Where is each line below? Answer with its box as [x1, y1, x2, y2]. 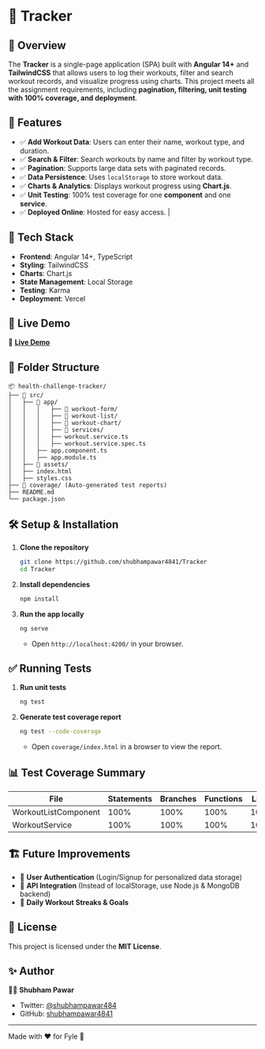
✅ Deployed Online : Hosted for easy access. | [19, 207, 171, 217]
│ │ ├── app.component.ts [8, 447, 108, 455]
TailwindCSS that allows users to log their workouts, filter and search [8, 68, 234, 78]
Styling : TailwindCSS [19, 260, 89, 270]
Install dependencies [19, 579, 91, 589]
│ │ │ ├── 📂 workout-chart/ [8, 419, 122, 427]
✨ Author [8, 964, 55, 978]
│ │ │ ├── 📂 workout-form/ [8, 405, 118, 414]
